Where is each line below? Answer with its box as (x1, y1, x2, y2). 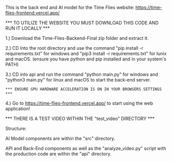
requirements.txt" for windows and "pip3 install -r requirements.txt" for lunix (5, 51, 167, 56)
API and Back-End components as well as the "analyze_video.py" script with (5, 146, 166, 151)
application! (5, 106, 30, 112)
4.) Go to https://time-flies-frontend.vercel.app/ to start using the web (5, 100, 153, 106)
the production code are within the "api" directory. (5, 151, 112, 157)
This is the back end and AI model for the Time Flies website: (5, 5, 135, 10)
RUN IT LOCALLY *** (5, 25, 50, 31)
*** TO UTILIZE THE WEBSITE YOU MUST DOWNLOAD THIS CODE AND (5, 20, 159, 26)
